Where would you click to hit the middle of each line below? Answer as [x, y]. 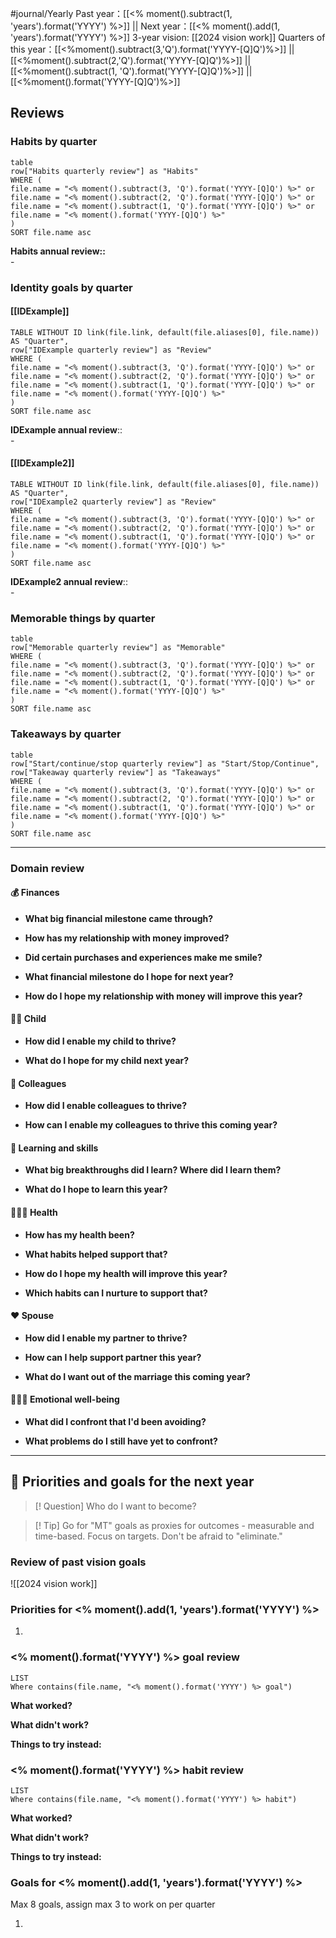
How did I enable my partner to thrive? [106, 1338]
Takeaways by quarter [66, 734]
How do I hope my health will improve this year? [126, 1273]
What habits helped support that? [96, 1254]
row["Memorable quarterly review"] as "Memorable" [118, 648]
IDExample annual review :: [66, 429]
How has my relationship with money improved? [127, 938]
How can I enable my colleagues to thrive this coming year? [151, 1125]
